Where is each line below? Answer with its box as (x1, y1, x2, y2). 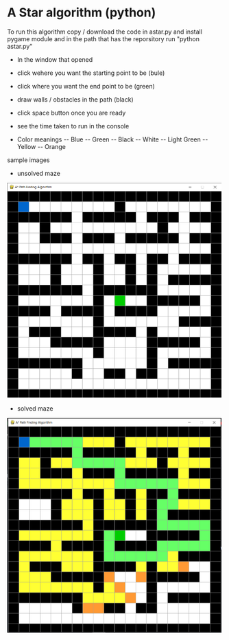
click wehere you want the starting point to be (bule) (16, 69, 165, 77)
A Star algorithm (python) (7, 5, 156, 21)
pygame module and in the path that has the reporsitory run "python (7, 34, 200, 43)
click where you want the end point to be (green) (16, 82, 156, 90)
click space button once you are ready (16, 108, 126, 117)
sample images (7, 156, 50, 164)
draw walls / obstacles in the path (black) (16, 95, 134, 104)
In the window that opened (16, 55, 93, 63)
